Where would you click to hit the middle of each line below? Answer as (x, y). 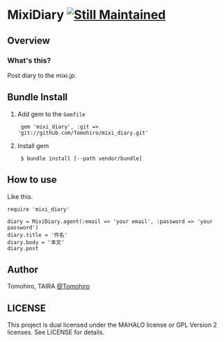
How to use (32, 180)
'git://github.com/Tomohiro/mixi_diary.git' (83, 133)
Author (23, 269)
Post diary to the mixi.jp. (42, 75)
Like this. (20, 196)
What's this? (29, 60)
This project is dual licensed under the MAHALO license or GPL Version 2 (112, 325)
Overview (29, 41)
